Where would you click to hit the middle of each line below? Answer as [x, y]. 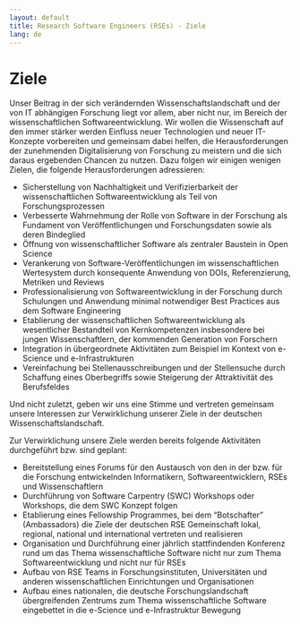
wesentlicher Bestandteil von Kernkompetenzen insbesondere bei [143, 330]
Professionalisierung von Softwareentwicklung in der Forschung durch [152, 292]
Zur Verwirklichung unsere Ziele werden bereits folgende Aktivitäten [135, 440]
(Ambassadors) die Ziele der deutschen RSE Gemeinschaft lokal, [141, 525]
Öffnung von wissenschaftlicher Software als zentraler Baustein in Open [155, 244]
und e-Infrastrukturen [94, 358]
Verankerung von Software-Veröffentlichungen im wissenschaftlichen [150, 263]
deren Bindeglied [54, 235]
